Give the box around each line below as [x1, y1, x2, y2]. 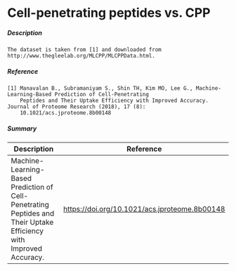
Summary [7, 124, 37, 133]
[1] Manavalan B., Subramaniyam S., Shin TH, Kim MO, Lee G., [7, 85, 193, 92]
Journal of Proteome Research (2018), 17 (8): [7, 103, 146, 110]
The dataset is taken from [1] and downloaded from [7, 46, 162, 53]
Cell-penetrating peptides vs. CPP [7, 5, 211, 21]
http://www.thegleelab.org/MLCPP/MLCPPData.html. [7, 53, 156, 60]
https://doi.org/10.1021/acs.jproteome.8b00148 [63, 204, 225, 214]
